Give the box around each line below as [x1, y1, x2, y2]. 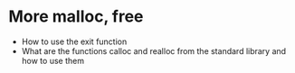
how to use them [21, 55, 85, 66]
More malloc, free [8, 6, 144, 27]
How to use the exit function [21, 36, 128, 47]
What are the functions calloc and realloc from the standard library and [21, 45, 287, 56]
